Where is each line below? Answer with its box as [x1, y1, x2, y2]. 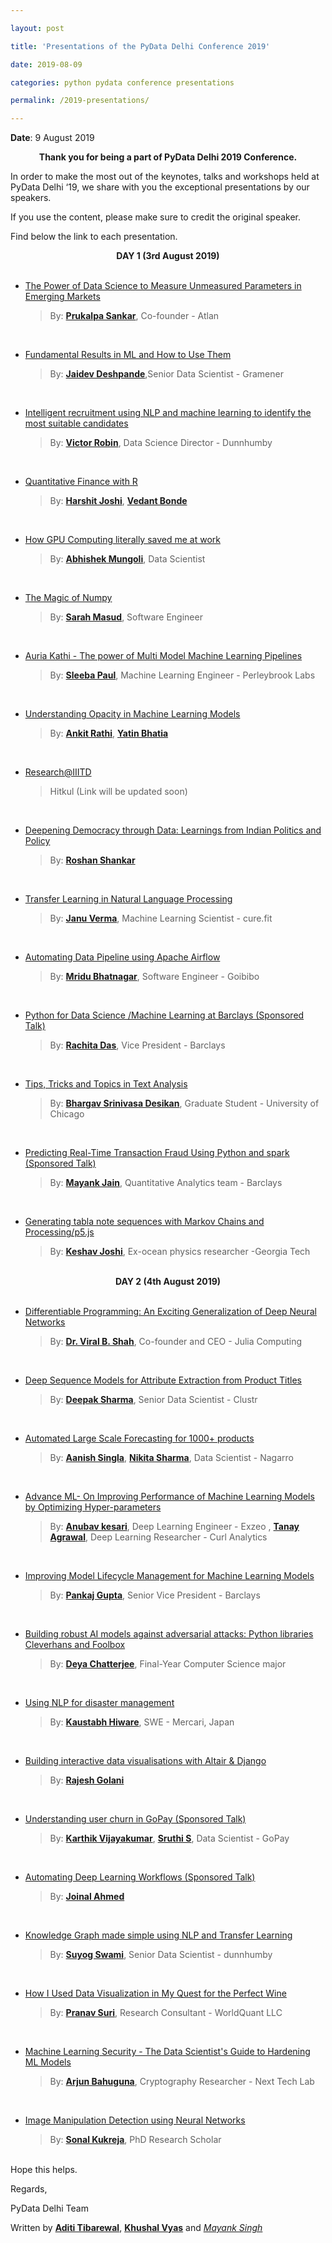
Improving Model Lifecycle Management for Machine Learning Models [24, 1570, 315, 1582]
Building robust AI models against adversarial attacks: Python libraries [24, 1628, 314, 1640]
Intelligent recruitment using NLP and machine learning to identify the [24, 407, 312, 419]
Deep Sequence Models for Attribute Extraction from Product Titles [24, 1374, 302, 1386]
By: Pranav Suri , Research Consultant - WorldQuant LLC [49, 2007, 283, 2019]
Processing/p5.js [24, 1226, 95, 1238]
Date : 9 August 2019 [10, 132, 95, 144]
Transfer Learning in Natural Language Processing [24, 893, 233, 905]
